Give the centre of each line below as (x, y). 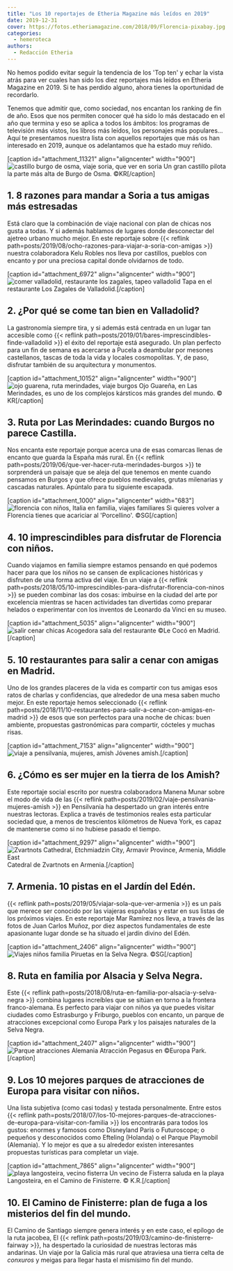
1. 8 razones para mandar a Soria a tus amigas (109, 196)
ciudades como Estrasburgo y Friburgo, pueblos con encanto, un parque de (116, 1015)
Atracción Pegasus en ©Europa (145, 1050)
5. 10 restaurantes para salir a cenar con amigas (113, 660)
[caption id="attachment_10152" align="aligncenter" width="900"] (102, 378)
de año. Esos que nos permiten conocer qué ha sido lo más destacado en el (116, 115)
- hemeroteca (32, 40)
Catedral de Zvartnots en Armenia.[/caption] (71, 864)
